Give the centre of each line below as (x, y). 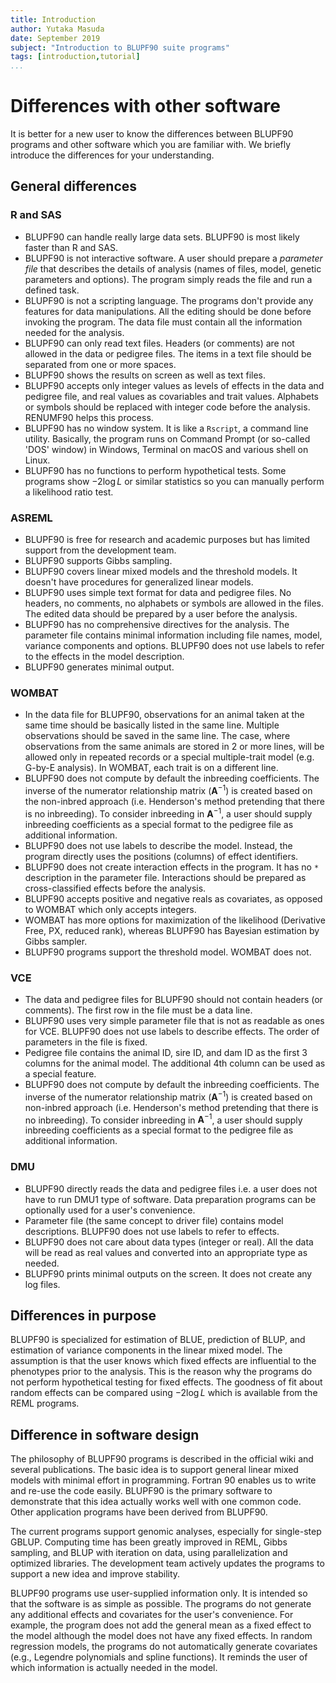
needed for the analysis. (74, 332)
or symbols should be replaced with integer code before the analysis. (167, 407)
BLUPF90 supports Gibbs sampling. (98, 561)
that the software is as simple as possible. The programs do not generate (161, 1604)
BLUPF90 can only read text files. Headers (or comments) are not (159, 343)
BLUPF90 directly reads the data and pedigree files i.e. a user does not (171, 1188)
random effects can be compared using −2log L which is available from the (164, 1393)
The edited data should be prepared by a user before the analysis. (161, 614)
